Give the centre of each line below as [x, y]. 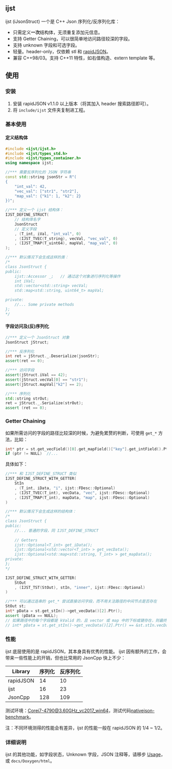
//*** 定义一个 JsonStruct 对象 [38, 337]
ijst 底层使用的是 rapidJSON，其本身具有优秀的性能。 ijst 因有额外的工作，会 [86, 651]
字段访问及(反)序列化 [27, 326]
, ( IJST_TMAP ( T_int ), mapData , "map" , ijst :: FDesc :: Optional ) [82, 498]
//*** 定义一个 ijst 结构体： [35, 210]
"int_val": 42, [31, 186]
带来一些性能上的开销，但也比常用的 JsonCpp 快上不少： [66, 657]
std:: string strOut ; [27, 399]
